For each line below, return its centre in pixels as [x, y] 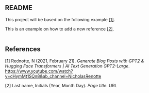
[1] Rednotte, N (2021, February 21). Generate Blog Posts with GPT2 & [74, 61]
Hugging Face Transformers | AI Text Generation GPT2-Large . [67, 66]
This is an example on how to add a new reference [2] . [59, 29]
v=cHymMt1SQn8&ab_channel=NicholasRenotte [53, 76]
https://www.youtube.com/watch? [39, 71]
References [23, 49]
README [19, 8]
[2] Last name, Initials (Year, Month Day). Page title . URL [61, 85]
